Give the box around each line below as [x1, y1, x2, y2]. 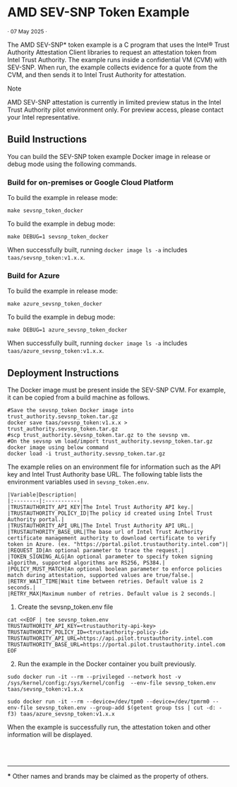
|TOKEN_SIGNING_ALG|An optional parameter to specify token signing [7, 553, 213, 561]
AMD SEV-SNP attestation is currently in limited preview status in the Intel [7, 98, 221, 106]
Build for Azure [7, 270, 60, 280]
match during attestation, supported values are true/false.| [7, 572, 194, 579]
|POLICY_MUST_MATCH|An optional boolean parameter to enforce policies [7, 566, 222, 573]
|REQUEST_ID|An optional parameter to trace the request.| [7, 547, 185, 554]
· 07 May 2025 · [7, 28, 47, 35]
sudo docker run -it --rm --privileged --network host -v [7, 673, 181, 681]
